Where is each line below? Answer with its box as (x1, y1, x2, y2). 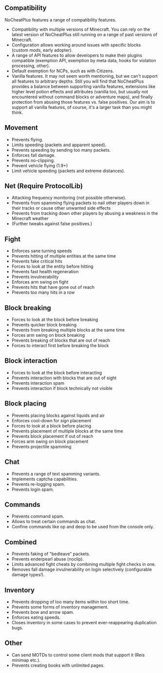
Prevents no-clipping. (11, 157, 55, 163)
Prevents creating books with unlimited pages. (11, 662, 105, 668)
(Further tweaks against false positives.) (11, 221, 92, 227)
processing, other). (11, 63, 50, 68)
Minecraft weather (11, 216, 49, 221)
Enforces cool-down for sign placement (11, 417, 91, 423)
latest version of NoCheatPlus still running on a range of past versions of (11, 31, 158, 37)
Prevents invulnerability (11, 274, 59, 280)
